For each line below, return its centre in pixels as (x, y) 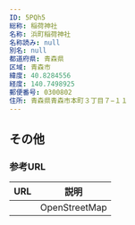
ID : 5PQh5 (28, 17)
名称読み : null (35, 42)
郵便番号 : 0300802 (41, 92)
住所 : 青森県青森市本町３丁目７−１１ (68, 100)
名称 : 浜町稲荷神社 (40, 34)
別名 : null (28, 51)
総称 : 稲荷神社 (34, 26)
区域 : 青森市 (30, 68)
